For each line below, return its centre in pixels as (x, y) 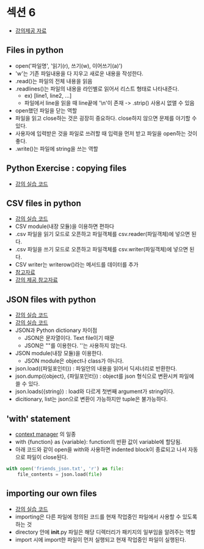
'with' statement (38, 418)
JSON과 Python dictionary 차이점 (56, 330)
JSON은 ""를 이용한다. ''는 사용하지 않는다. (75, 345)
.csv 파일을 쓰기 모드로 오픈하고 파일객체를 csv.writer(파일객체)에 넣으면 (101, 249)
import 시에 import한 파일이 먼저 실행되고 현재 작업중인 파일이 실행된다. (100, 539)
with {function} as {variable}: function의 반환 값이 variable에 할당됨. (98, 442)
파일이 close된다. (47, 457)
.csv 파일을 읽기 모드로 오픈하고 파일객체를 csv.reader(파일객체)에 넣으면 (103, 234)
